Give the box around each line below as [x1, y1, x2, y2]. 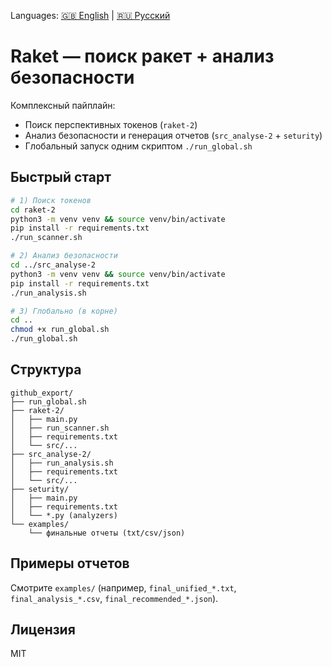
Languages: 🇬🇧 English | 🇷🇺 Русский [10, 10, 171, 21]
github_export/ [10, 388, 74, 398]
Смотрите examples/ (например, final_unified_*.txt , [10, 581, 237, 594]
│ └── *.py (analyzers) [10, 510, 118, 520]
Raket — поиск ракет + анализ [10, 45, 275, 68]
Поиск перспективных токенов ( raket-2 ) [24, 118, 198, 130]
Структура [10, 361, 82, 379]
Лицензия [10, 621, 76, 639]
